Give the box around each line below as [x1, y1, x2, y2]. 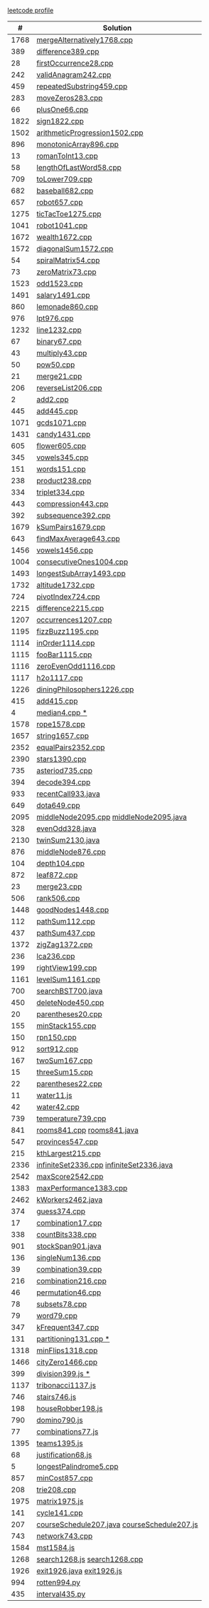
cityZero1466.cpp [36, 1357, 98, 1367]
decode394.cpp [36, 777, 91, 787]
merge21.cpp [36, 371, 82, 381]
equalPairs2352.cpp [36, 742, 105, 752]
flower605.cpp [36, 441, 87, 450]
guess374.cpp [36, 1206, 86, 1216]
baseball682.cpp [36, 186, 94, 196]
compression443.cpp [36, 499, 109, 509]
